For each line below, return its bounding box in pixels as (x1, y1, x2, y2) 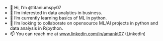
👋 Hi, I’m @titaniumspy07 (9, 5, 62, 10)
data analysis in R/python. (9, 25, 63, 31)
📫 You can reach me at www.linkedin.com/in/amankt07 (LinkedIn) (9, 31, 146, 37)
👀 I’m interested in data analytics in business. (9, 10, 102, 16)
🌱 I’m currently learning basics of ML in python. (9, 15, 107, 20)
